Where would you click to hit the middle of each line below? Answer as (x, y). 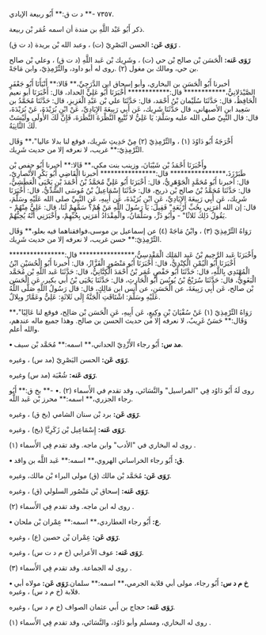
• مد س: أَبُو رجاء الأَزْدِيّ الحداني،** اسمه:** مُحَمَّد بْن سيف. (96, 344)
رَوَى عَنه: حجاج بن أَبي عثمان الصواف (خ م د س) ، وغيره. (92, 607)
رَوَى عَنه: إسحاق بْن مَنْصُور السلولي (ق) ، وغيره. (79, 491)
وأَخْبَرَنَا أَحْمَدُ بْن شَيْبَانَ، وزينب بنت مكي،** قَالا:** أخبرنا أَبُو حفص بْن (108, 165)
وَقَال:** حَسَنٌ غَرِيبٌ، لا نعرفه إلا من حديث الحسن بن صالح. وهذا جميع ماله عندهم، (128, 320)
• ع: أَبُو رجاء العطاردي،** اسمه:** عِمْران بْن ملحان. (85, 522)
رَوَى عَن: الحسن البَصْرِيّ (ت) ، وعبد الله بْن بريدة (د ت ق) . (95, 44)
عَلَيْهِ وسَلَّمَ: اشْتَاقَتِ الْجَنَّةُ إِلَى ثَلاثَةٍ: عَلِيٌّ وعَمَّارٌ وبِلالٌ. (85, 296)
